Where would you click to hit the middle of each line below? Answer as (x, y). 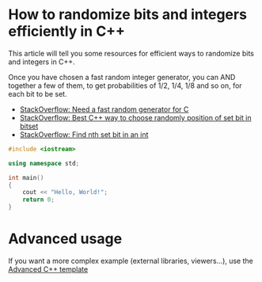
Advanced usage (65, 239)
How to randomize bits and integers (128, 15)
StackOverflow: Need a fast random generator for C (104, 109)
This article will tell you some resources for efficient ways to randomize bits (131, 53)
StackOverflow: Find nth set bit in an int (84, 134)
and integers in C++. (42, 62)
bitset (29, 126)
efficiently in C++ (66, 31)
